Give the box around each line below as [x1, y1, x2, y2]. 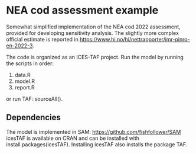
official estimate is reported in [6, 36, 79, 43]
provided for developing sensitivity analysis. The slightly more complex [6, 29, 179, 36]
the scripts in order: [6, 60, 54, 67]
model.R [14, 78, 35, 85]
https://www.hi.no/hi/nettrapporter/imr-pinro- [79, 36, 190, 43]
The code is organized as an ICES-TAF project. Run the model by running [6, 53, 184, 60]
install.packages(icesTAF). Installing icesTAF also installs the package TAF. [6, 140, 188, 148]
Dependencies [6, 113, 61, 123]
